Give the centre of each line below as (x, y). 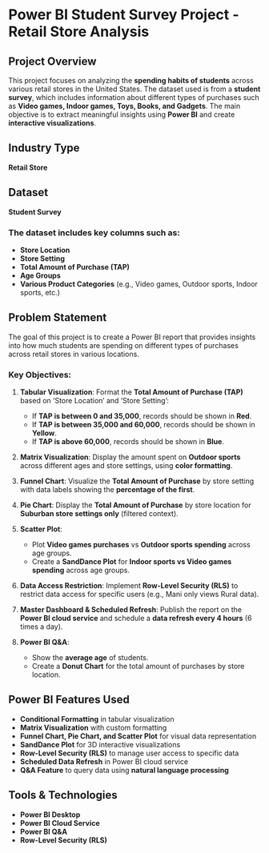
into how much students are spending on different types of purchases (123, 345)
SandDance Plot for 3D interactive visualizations (100, 744)
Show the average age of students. (90, 658)
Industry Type (44, 148)
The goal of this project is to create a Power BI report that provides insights (132, 337)
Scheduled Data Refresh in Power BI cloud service (104, 761)
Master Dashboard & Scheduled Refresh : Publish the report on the (131, 610)
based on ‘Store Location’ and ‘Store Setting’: (94, 401)
